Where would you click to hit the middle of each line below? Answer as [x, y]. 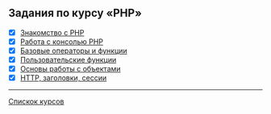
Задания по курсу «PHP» [75, 13]
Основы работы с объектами [70, 69]
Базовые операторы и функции [73, 51]
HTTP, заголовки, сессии [63, 78]
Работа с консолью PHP [61, 41]
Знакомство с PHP [52, 32]
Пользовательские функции [68, 60]
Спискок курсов [36, 102]
